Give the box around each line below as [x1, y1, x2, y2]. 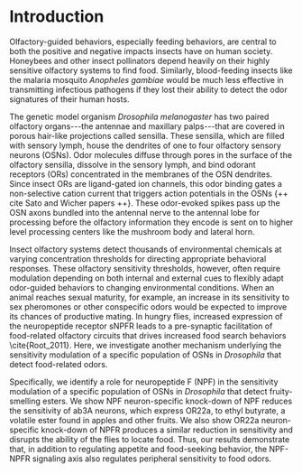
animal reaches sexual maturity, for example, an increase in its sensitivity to [9, 292, 290, 302]
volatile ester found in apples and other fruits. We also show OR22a [9, 414, 260, 425]
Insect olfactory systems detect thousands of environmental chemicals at [9, 244, 282, 255]
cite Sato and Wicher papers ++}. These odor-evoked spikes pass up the [9, 197, 281, 209]
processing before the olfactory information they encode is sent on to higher [9, 217, 294, 227]
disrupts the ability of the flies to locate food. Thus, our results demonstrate [9, 433, 290, 444]
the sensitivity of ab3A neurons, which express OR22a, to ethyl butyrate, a [9, 404, 286, 416]
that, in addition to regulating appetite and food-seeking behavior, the [9, 443, 268, 454]
